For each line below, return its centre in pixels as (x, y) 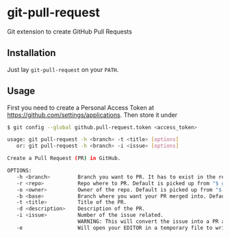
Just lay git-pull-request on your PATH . (63, 69)
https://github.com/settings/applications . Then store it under (92, 115)
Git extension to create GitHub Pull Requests (69, 31)
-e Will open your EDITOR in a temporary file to (114, 228)
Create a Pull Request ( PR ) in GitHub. (64, 159)
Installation (31, 53)
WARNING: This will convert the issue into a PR (148, 222)
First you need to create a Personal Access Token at (81, 107)
